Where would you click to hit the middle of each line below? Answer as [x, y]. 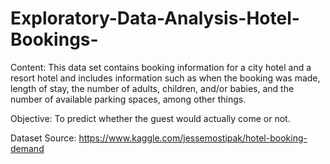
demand [27, 148]
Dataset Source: [43, 138]
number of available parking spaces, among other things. [128, 99]
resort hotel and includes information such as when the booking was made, [165, 78]
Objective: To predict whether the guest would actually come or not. [150, 118]
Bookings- [54, 39]
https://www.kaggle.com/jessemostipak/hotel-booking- [193, 138]
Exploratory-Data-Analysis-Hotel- [155, 18]
